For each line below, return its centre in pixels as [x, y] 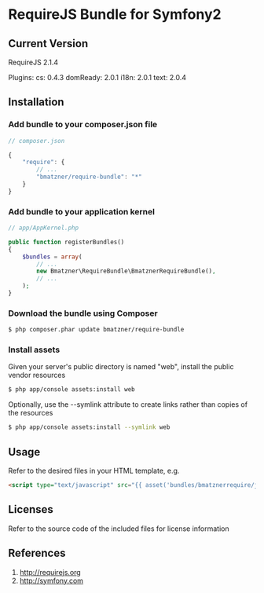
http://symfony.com [51, 580]
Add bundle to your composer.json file [83, 125]
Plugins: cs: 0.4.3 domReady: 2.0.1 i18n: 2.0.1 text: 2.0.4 [97, 77]
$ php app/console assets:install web [71, 390]
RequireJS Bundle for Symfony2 [115, 15]
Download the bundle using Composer [83, 313]
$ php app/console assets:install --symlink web [89, 427]
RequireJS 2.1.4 [33, 62]
